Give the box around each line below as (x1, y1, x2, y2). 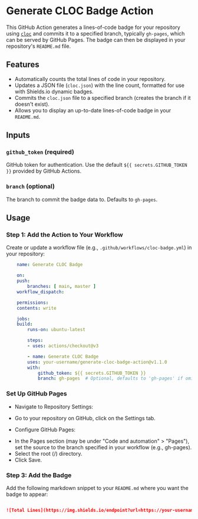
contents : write (16, 305, 57, 311)
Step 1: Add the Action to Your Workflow (6, 231, 123, 239)
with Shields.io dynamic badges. (14, 87, 94, 95)
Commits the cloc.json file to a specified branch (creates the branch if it (14, 94, 191, 101)
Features (6, 60, 39, 70)
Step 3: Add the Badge (6, 471, 72, 479)
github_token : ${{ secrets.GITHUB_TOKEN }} (37, 370, 146, 376)
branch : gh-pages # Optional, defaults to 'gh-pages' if (37, 375, 183, 382)
